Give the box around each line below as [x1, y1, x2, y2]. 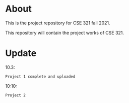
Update [5, 48, 37, 59]
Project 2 [5, 92, 26, 98]
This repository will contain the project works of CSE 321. [5, 29, 124, 36]
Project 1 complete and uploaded [5, 74, 76, 79]
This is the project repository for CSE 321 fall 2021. [5, 20, 110, 26]
